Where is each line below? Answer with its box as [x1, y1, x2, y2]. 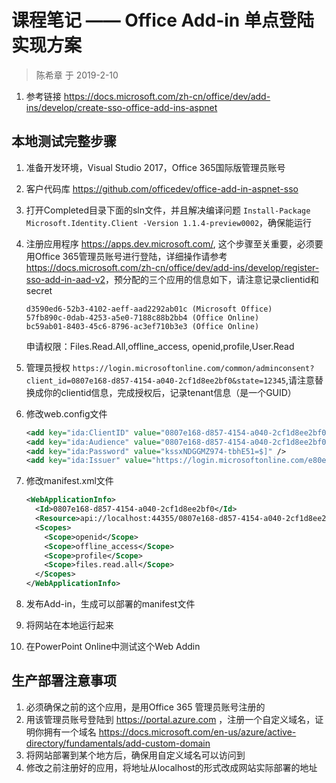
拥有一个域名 [43, 726, 97, 738]
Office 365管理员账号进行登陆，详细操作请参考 [34, 250, 228, 262]
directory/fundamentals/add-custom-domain [25, 737, 211, 749]
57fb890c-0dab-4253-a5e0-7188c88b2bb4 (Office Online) [25, 312, 260, 323]
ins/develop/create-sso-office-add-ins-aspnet [25, 101, 218, 113]
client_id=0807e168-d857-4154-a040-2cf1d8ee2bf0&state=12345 [25, 376, 287, 386]
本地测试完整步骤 [11, 133, 117, 150]
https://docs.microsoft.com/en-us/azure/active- [98, 726, 297, 738]
